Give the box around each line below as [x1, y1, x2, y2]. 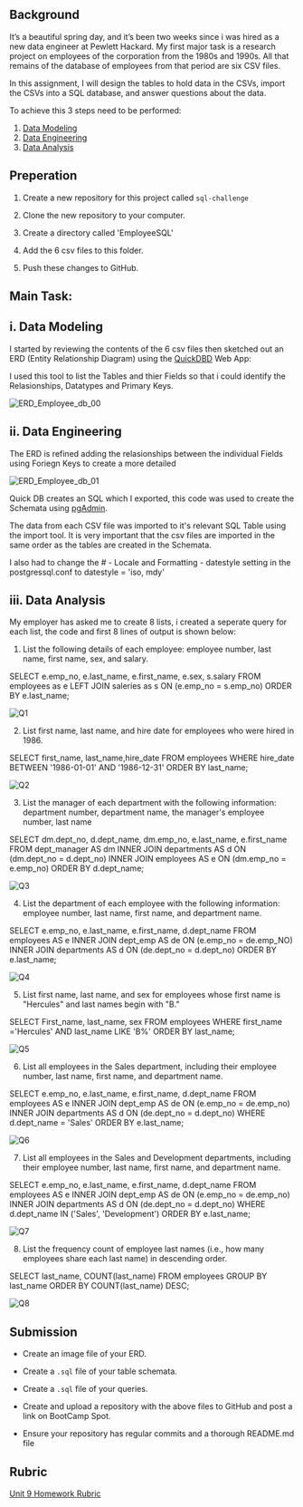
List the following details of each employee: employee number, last [22, 643, 271, 655]
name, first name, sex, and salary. [22, 653, 149, 664]
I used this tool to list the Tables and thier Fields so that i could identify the [9, 371, 287, 382]
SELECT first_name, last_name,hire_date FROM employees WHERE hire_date [9, 752, 295, 764]
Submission [9, 1324, 79, 1339]
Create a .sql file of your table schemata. [22, 1366, 178, 1377]
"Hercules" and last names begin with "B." [22, 999, 180, 1009]
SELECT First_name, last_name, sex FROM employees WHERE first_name [9, 1017, 283, 1028]
